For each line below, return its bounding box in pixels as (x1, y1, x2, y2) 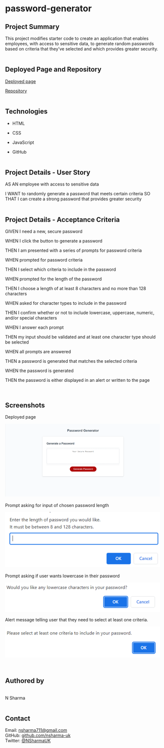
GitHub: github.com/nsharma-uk (5, 732, 71, 739)
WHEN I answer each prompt (5, 324, 64, 330)
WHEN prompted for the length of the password (5, 276, 102, 282)
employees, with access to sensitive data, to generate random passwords (5, 41, 154, 47)
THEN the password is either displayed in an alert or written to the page (5, 377, 150, 383)
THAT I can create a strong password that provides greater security (5, 196, 142, 202)
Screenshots (5, 401, 45, 409)
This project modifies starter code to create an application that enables (5, 35, 149, 41)
